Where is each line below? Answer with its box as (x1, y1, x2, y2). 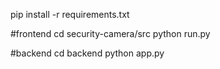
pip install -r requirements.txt (10, 9, 130, 20)
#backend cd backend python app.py (10, 47, 165, 59)
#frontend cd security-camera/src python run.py (10, 28, 211, 39)
